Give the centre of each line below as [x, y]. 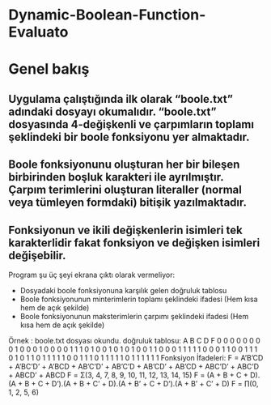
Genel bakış [49, 69]
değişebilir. [37, 256]
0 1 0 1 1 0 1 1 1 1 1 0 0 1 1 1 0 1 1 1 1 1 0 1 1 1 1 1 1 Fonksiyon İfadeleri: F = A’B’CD [136, 357]
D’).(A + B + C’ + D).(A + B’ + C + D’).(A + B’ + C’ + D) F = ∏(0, [155, 383]
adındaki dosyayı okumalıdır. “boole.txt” [112, 111]
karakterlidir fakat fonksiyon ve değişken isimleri [134, 243]
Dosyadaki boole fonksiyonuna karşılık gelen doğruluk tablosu [123, 290]
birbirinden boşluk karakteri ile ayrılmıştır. [116, 177]
